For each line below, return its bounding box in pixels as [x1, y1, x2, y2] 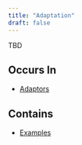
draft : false [8, 19, 51, 27]
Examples [19, 128, 52, 138]
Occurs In [8, 63, 57, 76]
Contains [8, 107, 53, 121]
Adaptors [19, 84, 49, 94]
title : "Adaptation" [8, 11, 76, 20]
